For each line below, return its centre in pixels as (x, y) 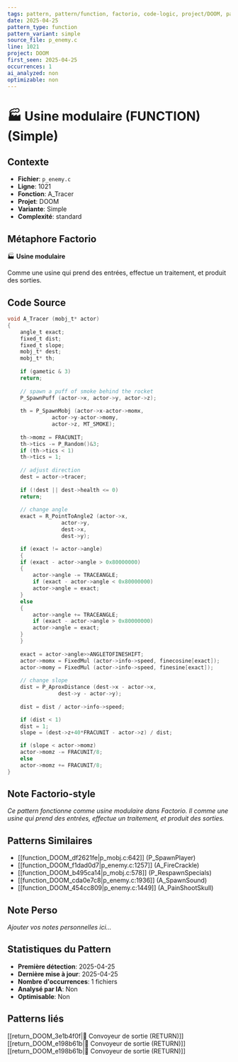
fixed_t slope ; (42, 345)
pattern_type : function (42, 27)
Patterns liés (36, 1019)
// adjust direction (50, 470)
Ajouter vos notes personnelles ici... (59, 927)
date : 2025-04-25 (33, 21)
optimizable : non (33, 80)
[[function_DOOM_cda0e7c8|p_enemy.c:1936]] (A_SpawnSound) (112, 880)
